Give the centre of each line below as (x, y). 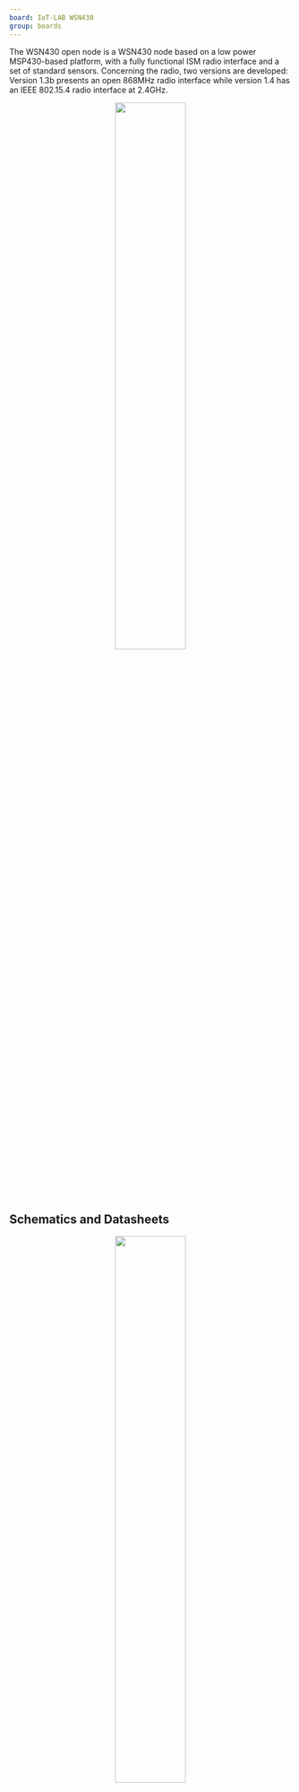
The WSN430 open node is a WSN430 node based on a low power (133, 51)
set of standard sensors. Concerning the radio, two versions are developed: (149, 70)
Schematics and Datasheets (90, 1219)
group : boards (36, 26)
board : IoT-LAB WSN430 (51, 17)
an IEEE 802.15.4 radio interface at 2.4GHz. (89, 90)
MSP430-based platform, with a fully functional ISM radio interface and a (145, 61)
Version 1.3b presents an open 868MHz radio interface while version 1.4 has (150, 80)
